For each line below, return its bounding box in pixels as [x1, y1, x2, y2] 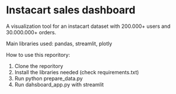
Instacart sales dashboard [6, 3, 136, 17]
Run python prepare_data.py [14, 75, 83, 82]
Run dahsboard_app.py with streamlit [14, 81, 104, 88]
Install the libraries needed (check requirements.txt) [14, 68, 139, 75]
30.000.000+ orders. [6, 28, 57, 35]
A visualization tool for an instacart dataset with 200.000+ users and [6, 23, 171, 30]
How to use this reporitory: [6, 51, 71, 58]
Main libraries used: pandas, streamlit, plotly [6, 40, 112, 47]
